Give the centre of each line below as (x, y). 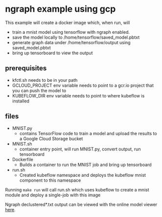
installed (21, 101)
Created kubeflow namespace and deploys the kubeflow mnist (82, 175)
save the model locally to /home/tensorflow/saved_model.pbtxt (76, 37)
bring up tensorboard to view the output (52, 53)
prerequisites (26, 68)
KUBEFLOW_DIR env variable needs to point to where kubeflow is (78, 96)
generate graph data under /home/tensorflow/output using (71, 42)
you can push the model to (39, 90)
